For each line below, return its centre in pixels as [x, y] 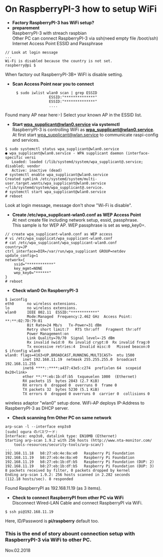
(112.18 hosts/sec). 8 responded [39, 479]
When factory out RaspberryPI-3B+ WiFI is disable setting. [64, 74]
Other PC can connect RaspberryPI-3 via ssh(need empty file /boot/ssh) [85, 38]
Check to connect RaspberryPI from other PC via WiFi [68, 497]
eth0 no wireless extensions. [41, 304]
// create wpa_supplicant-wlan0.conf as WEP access [59, 234]
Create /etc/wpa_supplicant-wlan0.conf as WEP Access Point [76, 215]
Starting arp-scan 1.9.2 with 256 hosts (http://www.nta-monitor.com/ [79, 440]
